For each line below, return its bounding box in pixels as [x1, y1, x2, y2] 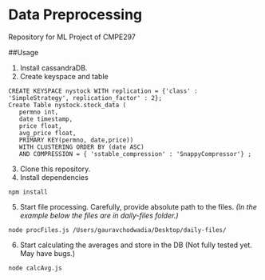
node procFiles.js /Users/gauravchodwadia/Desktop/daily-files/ [8, 226, 227, 234]
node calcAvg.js [8, 264, 62, 272]
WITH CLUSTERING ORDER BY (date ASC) [18, 142, 145, 151]
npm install [8, 188, 48, 196]
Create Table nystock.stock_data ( [8, 101, 127, 109]
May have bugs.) [19, 248, 76, 258]
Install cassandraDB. [19, 62, 88, 73]
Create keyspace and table [19, 71, 109, 81]
